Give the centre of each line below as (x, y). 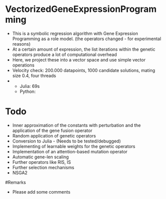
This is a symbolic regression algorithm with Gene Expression (75, 33)
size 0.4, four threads (34, 75)
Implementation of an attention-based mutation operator (70, 151)
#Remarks (16, 182)
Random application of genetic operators (54, 135)
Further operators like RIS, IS (41, 162)
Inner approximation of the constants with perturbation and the (77, 125)
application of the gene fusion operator (52, 131)
